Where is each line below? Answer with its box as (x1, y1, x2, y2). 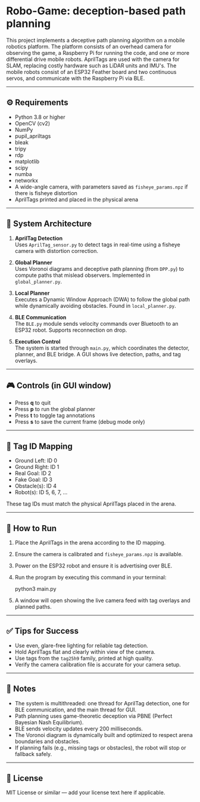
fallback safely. (14, 750, 52, 757)
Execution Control (14, 338, 61, 345)
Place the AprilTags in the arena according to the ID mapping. (14, 539, 166, 546)
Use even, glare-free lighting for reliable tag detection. (14, 641, 149, 649)
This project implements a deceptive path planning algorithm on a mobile (6, 36, 185, 44)
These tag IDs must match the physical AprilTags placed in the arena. (6, 500, 177, 508)
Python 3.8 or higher (14, 113, 65, 121)
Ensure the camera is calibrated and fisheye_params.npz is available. (14, 551, 183, 557)
